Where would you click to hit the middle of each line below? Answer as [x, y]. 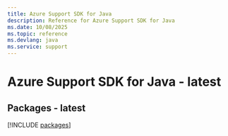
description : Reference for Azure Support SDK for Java [91, 21]
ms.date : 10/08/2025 [38, 27]
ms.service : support [38, 47]
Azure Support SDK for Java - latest [114, 82]
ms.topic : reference [38, 34]
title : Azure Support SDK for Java [60, 14]
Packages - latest [47, 108]
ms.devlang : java [33, 40]
